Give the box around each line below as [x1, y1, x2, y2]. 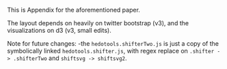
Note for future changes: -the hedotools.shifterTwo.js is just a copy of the [7, 40, 219, 47]
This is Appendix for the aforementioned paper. [7, 6, 140, 14]
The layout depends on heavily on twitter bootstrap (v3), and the [7, 19, 189, 27]
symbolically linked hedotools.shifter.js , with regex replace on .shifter [7, 47, 215, 55]
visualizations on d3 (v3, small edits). [7, 27, 111, 34]
